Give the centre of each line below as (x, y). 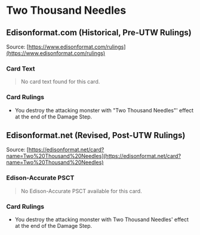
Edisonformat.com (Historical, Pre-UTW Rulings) (99, 33)
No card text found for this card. (60, 82)
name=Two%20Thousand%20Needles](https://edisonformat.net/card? (93, 156)
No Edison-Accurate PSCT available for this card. (81, 191)
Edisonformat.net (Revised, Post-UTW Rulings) (96, 135)
